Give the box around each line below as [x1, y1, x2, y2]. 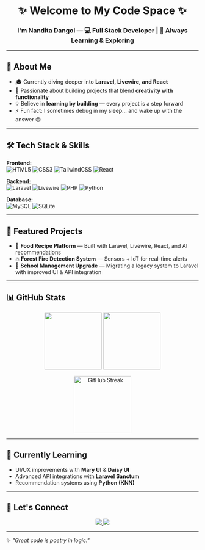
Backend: [6, 178, 31, 185]
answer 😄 [15, 116, 41, 123]
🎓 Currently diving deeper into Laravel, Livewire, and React [15, 78, 168, 85]
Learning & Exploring [71, 36, 134, 45]
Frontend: [6, 159, 32, 167]
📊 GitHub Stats [6, 292, 66, 303]
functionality [15, 93, 49, 101]
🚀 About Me [6, 62, 52, 72]
